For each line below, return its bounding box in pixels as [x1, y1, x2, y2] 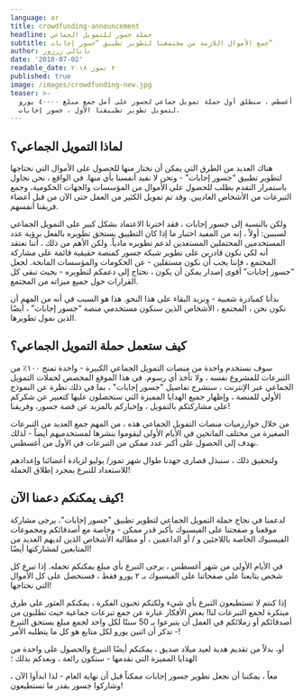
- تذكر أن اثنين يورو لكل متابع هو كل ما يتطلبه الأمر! [10, 625, 181, 636]
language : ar [10, 13, 60, 23]
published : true [10, 72, 71, 81]
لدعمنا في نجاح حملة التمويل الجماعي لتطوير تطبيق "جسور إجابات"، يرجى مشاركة [10, 514, 286, 525]
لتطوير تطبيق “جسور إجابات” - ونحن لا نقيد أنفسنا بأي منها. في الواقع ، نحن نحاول [10, 172, 282, 183]
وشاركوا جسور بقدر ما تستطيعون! [10, 679, 124, 690]
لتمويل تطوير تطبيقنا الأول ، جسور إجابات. [18, 105, 180, 114]
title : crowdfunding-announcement [10, 22, 141, 31]
